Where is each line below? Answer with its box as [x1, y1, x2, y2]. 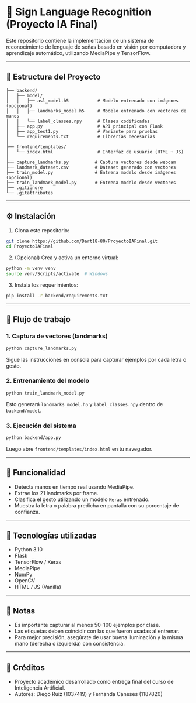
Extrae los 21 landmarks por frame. [14, 489, 99, 496]
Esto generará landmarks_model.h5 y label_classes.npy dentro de [6, 400, 163, 407]
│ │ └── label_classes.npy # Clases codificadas [6, 118, 150, 124]
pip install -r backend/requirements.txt [6, 293, 108, 299]
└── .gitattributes [6, 190, 54, 196]
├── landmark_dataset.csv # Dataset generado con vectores [6, 164, 176, 170]
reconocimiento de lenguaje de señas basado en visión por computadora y [6, 43, 186, 50]
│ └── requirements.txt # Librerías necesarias [6, 133, 156, 139]
